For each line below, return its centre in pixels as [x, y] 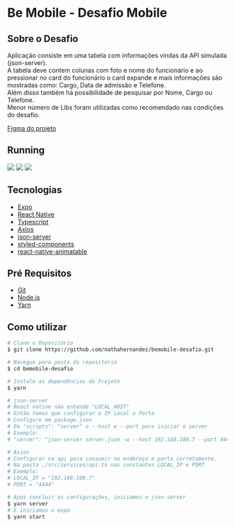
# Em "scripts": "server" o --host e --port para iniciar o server [108, 426]
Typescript [33, 222]
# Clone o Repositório [40, 343]
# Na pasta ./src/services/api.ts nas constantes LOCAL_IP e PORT [106, 465]
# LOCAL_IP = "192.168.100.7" [51, 478]
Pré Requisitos [40, 274]
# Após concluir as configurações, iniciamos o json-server [97, 497]
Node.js [29, 298]
